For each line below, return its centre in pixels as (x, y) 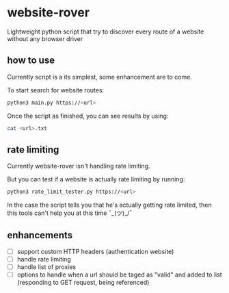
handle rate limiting (44, 259)
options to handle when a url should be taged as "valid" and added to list (119, 275)
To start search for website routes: (56, 90)
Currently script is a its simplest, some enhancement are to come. (100, 77)
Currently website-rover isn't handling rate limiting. (79, 166)
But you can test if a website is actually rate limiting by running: (96, 179)
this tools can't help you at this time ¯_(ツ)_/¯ (70, 213)
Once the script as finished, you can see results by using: (88, 116)
